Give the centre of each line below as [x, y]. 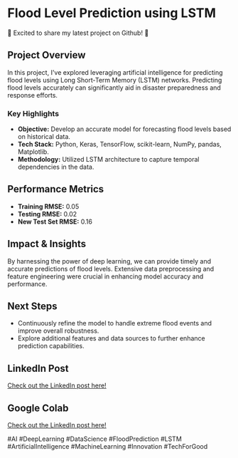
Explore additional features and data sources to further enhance [111, 338]
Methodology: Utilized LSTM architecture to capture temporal [109, 160]
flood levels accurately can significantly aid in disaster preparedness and [114, 88]
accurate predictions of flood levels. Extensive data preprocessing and [111, 269]
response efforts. [33, 95]
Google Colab [38, 408]
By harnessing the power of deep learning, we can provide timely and [109, 261]
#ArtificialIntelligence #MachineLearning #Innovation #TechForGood [108, 447]
